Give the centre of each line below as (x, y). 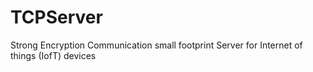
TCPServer (56, 17)
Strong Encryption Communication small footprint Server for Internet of (156, 45)
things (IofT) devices (53, 55)
